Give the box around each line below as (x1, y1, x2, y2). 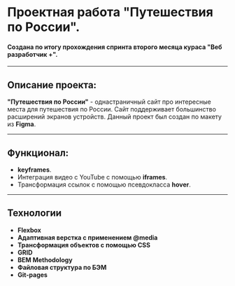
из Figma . (7, 120, 36, 128)
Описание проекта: (7, 79, 97, 91)
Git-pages (17, 271, 48, 279)
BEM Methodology (17, 255, 73, 264)
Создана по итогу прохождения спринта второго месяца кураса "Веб (7, 43, 222, 51)
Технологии (7, 207, 62, 219)
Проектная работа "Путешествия (7, 4, 213, 20)
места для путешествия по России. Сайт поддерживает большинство (7, 105, 217, 114)
